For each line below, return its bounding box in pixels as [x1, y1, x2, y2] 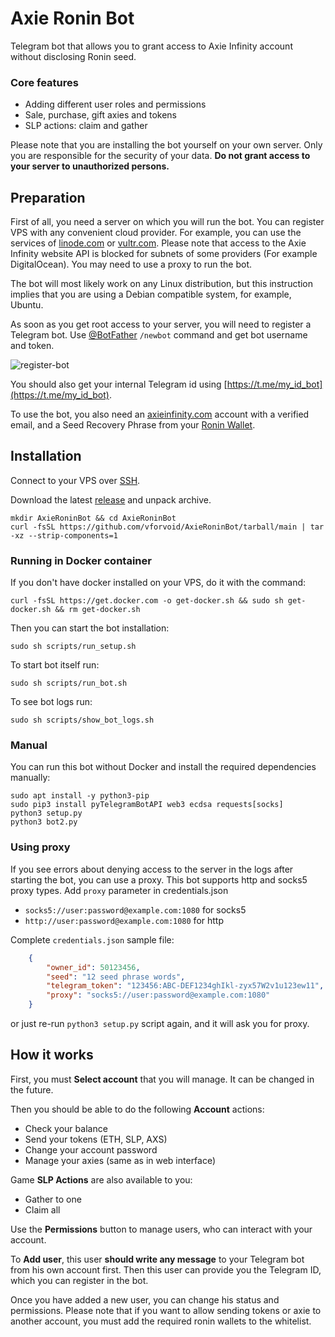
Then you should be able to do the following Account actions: [10, 1103, 265, 1115]
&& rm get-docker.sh [54, 605, 141, 615]
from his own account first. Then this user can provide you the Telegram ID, [10, 1263, 322, 1276]
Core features [10, 75, 79, 89]
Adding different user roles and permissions [24, 98, 207, 111]
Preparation [10, 189, 86, 206]
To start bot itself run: [10, 659, 100, 671]
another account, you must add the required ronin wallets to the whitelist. [10, 1315, 312, 1327]
